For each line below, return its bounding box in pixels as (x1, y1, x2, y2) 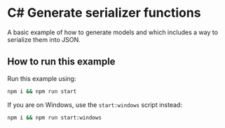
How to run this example (7, 56, 116, 68)
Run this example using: (7, 74, 76, 83)
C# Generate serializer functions (7, 5, 201, 21)
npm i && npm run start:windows (7, 114, 102, 121)
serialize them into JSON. (7, 35, 81, 43)
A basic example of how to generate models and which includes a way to (7, 28, 219, 36)
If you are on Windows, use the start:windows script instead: (7, 100, 182, 109)
